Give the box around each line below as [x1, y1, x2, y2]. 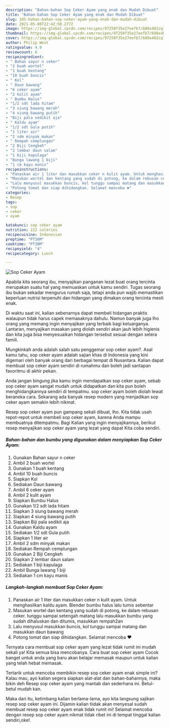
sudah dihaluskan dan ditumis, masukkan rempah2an [13, 618, 123, 624]
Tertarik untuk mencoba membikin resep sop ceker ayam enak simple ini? [6, 670, 158, 676]
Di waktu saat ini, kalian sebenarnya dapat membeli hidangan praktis [6, 310, 147, 316]
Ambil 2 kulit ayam [13, 492, 52, 498]
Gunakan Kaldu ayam [13, 524, 57, 530]
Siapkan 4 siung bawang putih [13, 514, 76, 520]
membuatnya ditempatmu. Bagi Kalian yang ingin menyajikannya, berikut [6, 419, 156, 426]
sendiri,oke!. [6, 717, 32, 723]
